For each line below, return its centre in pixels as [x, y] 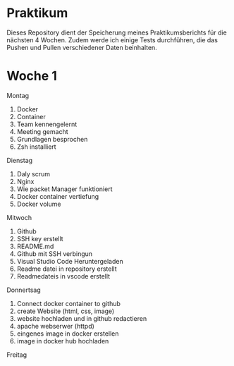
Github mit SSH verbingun [55, 254]
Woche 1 [32, 76]
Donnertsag [24, 290]
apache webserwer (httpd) [55, 326]
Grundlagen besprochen [52, 139]
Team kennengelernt [47, 124]
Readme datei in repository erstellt [67, 269]
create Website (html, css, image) [66, 311]
